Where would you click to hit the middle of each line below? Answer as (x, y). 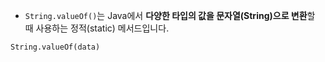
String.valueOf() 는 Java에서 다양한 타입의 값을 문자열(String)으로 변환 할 (170, 15)
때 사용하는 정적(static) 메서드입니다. (97, 28)
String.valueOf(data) (55, 47)
